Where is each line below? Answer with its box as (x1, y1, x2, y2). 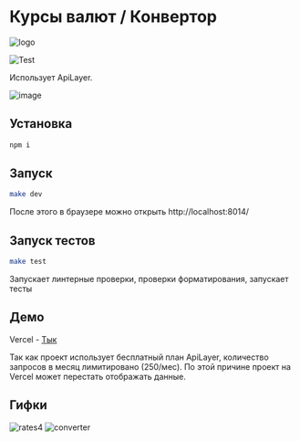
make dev (9, 190, 43, 199)
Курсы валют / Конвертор (9, 6, 217, 27)
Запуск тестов (9, 233, 96, 248)
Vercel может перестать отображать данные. (9, 371, 187, 382)
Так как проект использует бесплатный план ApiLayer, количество (9, 352, 269, 362)
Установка (9, 116, 73, 131)
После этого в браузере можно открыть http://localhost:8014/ (9, 206, 249, 217)
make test (9, 257, 47, 267)
